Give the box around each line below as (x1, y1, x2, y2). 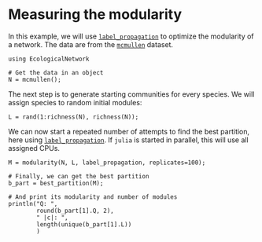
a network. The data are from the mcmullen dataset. (8, 39, 174, 49)
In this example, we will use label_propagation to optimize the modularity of (8, 31, 254, 41)
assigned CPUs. (8, 143, 61, 152)
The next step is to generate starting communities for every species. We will (8, 89, 255, 99)
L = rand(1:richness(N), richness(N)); (8, 112, 139, 121)
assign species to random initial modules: (8, 97, 142, 107)
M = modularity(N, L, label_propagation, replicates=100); (8, 159, 206, 167)
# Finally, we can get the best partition (8, 172, 149, 180)
